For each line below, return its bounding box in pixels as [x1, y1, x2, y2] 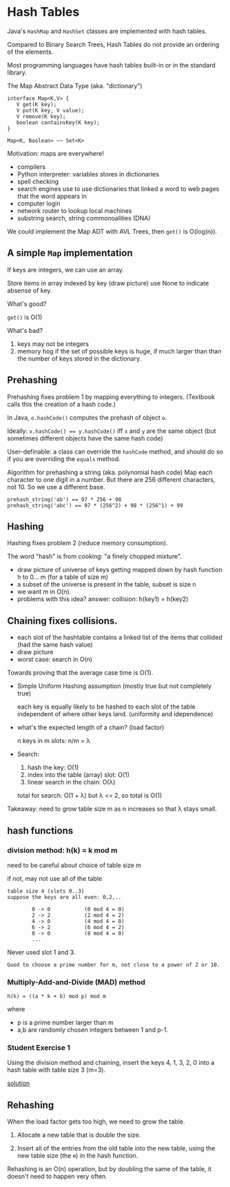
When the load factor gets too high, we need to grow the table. [7, 1117, 185, 1126]
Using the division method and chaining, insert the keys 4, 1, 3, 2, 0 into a [7, 1059, 215, 1067]
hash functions [7, 824, 74, 836]
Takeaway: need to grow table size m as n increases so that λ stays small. [7, 804, 217, 813]
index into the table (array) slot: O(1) [27, 771, 129, 779]
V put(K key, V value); [16, 107, 85, 114]
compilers [17, 163, 46, 171]
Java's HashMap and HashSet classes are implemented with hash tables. [7, 27, 207, 35]
